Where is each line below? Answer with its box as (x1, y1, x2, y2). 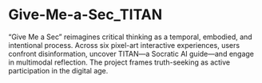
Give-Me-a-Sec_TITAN (8, 6, 163, 24)
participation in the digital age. (8, 65, 109, 75)
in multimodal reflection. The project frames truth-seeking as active (8, 57, 231, 67)
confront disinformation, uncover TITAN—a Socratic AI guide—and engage (8, 49, 254, 58)
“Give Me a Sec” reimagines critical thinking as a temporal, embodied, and (8, 32, 253, 41)
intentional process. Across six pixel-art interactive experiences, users (8, 40, 240, 49)
